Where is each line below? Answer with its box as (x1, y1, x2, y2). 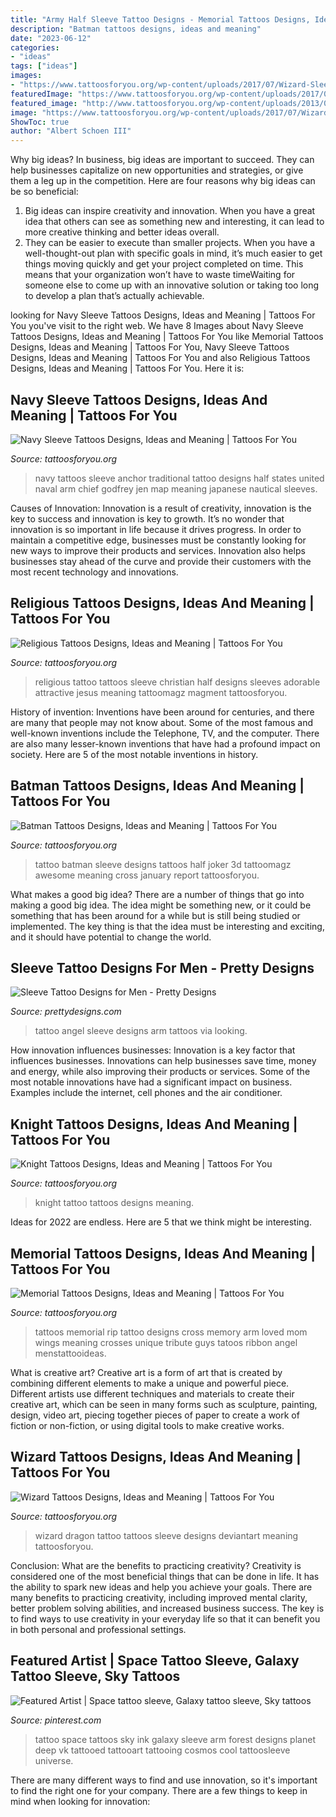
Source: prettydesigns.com (10, 1006, 122, 1018)
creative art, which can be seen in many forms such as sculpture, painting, (10, 1399, 318, 1410)
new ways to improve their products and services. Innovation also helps (10, 544, 306, 556)
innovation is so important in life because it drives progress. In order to (10, 523, 302, 535)
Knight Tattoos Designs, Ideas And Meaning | (10, 1116, 298, 1133)
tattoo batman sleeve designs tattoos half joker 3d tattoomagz (34, 858, 292, 870)
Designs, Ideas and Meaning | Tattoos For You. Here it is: (10, 362, 245, 375)
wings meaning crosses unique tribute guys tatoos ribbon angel (34, 1337, 298, 1348)
